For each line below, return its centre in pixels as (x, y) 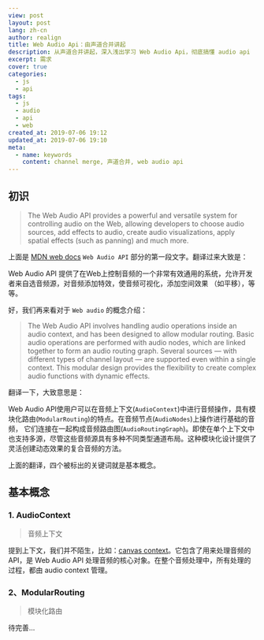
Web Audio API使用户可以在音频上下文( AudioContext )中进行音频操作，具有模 (132, 409)
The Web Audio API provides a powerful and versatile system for (132, 215)
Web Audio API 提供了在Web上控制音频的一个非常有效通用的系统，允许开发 (131, 273)
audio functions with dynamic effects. (89, 376)
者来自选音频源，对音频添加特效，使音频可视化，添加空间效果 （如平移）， (128, 283)
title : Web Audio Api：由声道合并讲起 (67, 45)
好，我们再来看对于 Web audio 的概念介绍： (78, 310)
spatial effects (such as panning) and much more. (108, 240)
